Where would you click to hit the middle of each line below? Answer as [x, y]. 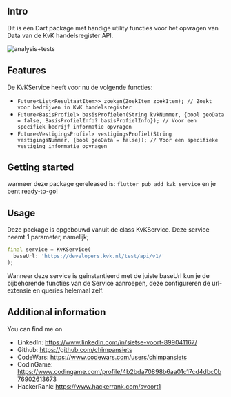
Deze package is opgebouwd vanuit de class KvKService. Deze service [108, 230]
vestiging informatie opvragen [62, 146]
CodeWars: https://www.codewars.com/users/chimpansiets [102, 357]
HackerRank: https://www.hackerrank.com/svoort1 [89, 386]
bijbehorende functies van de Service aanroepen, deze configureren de [109, 283]
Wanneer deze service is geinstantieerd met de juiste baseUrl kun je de [109, 275]
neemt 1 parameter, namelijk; [48, 237]
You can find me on [35, 329]
